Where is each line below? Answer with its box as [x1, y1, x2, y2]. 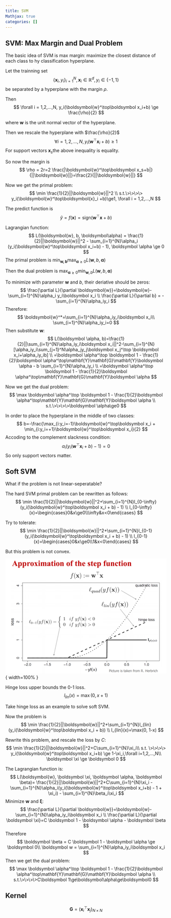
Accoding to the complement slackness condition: [5, 434, 111, 440]
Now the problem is [5, 714, 47, 720]
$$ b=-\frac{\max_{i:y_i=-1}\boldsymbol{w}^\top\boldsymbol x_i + [16, 421, 156, 427]
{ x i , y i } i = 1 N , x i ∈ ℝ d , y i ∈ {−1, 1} [53, 76, 119, 84]
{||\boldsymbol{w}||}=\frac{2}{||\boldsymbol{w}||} [29, 172, 136, 178]
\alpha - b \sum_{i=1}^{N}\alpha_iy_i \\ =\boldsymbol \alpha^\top [18, 363, 154, 369]
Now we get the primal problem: [5, 182, 73, 188]
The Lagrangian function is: [5, 766, 63, 772]
